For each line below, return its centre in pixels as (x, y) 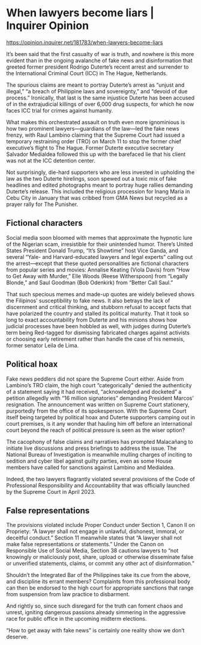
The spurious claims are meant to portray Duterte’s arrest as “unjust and (95, 85)
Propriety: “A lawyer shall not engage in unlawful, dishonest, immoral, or (95, 531)
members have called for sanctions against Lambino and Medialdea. (91, 467)
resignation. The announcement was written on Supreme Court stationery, (98, 404)
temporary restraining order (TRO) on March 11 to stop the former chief (94, 141)
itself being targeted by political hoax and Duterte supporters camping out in (101, 417)
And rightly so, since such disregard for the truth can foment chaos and (94, 606)
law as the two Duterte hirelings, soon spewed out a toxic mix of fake (91, 178)
